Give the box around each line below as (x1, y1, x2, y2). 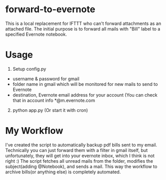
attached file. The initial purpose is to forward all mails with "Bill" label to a (5, 25, 161, 32)
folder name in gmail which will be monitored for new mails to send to (12, 81, 158, 87)
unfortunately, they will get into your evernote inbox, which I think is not (5, 153, 155, 159)
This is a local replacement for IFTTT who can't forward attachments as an (5, 20, 161, 26)
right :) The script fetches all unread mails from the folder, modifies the (5, 158, 153, 164)
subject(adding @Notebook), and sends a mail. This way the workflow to (5, 163, 157, 169)
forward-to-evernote (5, 4, 95, 15)
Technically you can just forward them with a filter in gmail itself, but (5, 147, 148, 153)
